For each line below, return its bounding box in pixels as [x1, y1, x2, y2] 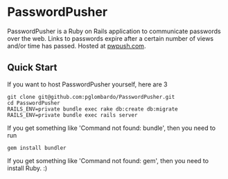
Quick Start [7, 62, 58, 73]
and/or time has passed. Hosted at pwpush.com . [7, 41, 146, 50]
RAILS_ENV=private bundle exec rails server [7, 111, 138, 118]
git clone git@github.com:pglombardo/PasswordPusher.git [7, 93, 175, 100]
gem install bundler [7, 144, 67, 151]
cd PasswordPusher [7, 100, 60, 106]
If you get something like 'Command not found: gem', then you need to [7, 156, 209, 164]
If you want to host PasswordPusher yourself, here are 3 [7, 80, 168, 88]
